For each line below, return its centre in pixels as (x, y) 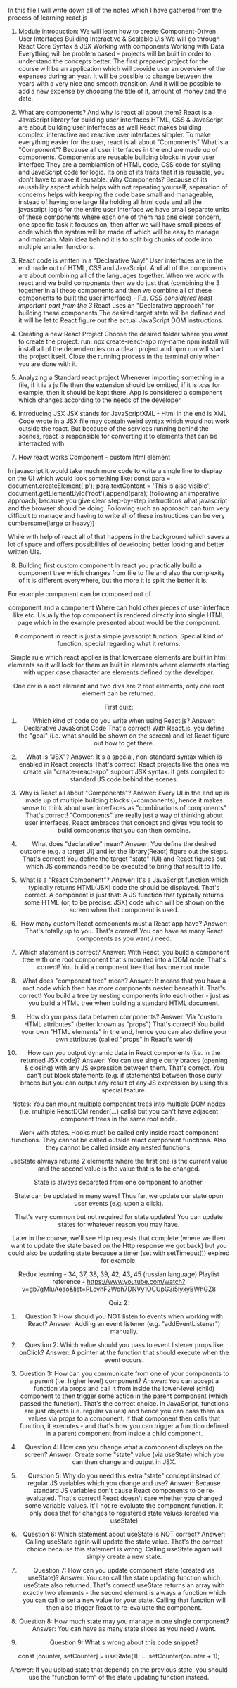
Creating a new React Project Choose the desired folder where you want (123, 334)
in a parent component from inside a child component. (124, 1433)
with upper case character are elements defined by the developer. (119, 672)
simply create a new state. (124, 1556)
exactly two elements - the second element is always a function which (124, 1593)
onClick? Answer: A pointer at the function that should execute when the (124, 1352)
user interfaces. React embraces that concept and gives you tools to (124, 823)
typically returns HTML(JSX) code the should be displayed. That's (124, 887)
